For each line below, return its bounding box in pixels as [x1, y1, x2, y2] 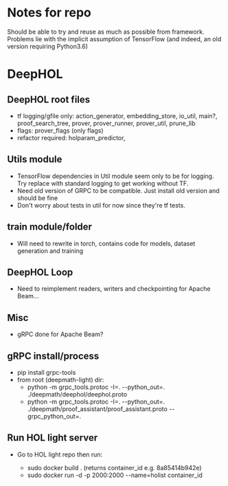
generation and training [16, 246, 84, 255]
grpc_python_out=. [27, 412, 81, 420]
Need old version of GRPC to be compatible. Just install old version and [16, 186, 220, 195]
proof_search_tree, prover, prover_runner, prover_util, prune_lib [16, 119, 196, 127]
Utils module [7, 153, 62, 166]
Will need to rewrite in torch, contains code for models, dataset [16, 239, 196, 247]
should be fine [16, 194, 58, 202]
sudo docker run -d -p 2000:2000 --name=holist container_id [27, 471, 203, 479]
